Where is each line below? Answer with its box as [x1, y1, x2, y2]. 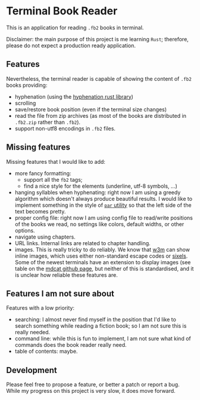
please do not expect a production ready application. [6, 42, 136, 49]
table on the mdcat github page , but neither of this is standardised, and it [14, 265, 194, 272]
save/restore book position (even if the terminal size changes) [14, 106, 167, 113]
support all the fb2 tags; [23, 176, 83, 183]
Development [6, 365, 58, 375]
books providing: [6, 81, 48, 88]
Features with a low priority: [6, 304, 74, 312]
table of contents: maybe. [14, 348, 78, 355]
